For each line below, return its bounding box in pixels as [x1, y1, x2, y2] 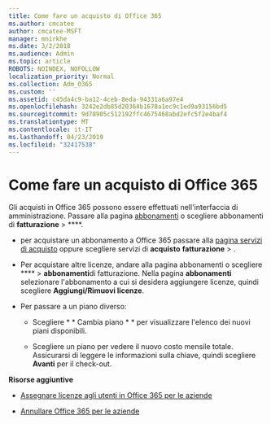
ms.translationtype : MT [8, 118, 90, 126]
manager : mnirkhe [8, 34, 68, 43]
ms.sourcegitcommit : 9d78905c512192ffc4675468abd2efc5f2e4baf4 [8, 111, 228, 119]
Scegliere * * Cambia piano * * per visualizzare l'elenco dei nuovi [32, 317, 251, 327]
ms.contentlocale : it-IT [8, 125, 93, 133]
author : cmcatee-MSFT [8, 27, 82, 35]
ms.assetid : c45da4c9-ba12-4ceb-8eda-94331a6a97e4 [8, 95, 184, 103]
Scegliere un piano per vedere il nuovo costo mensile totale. [32, 342, 234, 352]
